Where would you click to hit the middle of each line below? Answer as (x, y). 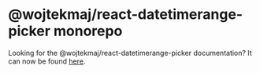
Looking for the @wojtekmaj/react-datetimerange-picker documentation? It (130, 53)
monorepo (88, 31)
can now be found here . (47, 61)
